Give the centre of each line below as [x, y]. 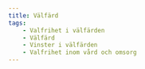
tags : [17, 23]
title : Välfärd [33, 15]
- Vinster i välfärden [60, 45]
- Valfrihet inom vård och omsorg [80, 52]
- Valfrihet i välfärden [64, 30]
